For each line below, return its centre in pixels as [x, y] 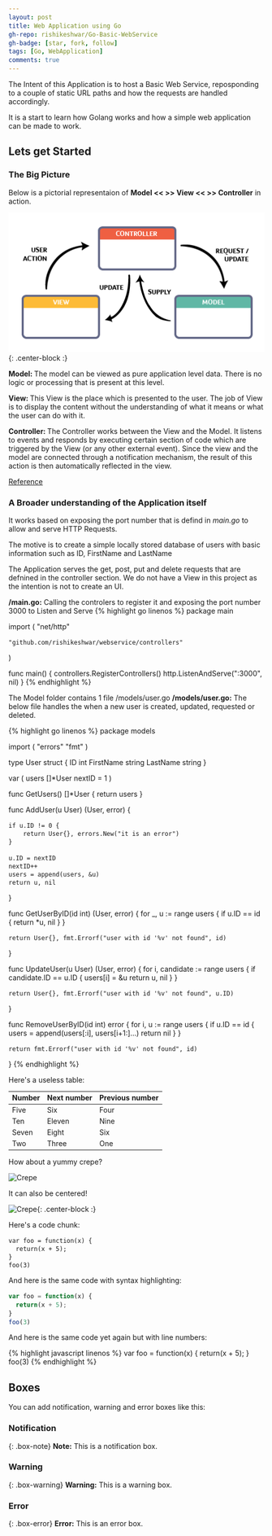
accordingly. [29, 101]
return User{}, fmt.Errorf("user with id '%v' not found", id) [118, 938]
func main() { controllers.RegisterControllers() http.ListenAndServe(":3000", [135, 673]
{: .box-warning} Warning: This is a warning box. [91, 1485]
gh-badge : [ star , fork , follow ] [63, 43]
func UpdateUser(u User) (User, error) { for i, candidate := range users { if [132, 969]
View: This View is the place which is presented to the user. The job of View [136, 398]
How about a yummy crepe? [56, 1162]
